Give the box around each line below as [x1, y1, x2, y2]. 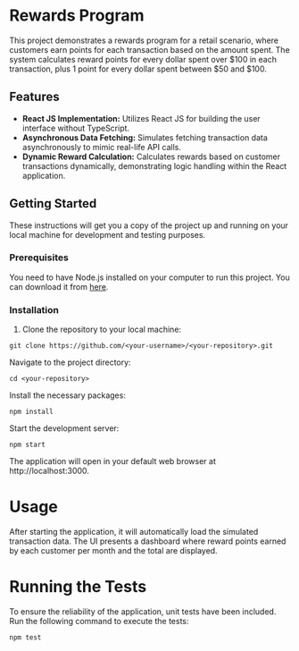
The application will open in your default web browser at [9, 456, 216, 467]
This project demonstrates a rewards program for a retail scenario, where [9, 35, 279, 46]
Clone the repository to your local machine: [21, 324, 181, 335]
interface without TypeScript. [21, 123, 130, 133]
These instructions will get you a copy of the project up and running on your [9, 220, 288, 231]
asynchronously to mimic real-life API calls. [21, 141, 181, 152]
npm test [9, 633, 42, 642]
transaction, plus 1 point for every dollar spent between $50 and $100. [9, 63, 268, 74]
